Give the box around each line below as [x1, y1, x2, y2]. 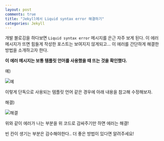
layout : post [5, 7, 32, 12]
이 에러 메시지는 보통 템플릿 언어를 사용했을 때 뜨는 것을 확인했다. [5, 57, 127, 64]
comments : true [5, 12, 36, 17]
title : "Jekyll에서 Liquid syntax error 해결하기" [5, 16, 104, 21]
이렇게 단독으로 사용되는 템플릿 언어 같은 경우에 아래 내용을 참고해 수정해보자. [5, 89, 153, 95]
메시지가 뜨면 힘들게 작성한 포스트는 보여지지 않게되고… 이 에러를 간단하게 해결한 [5, 41, 159, 47]
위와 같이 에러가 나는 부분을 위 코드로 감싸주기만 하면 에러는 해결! [5, 120, 129, 126]
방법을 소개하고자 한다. [5, 47, 48, 53]
